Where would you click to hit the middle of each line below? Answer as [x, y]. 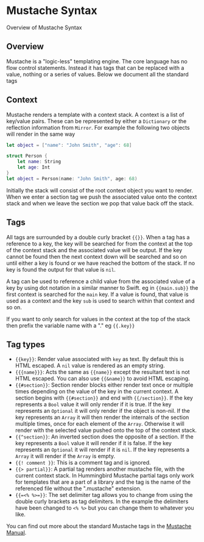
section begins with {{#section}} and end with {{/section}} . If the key [104, 398]
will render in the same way [41, 134]
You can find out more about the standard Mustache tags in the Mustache [99, 526]
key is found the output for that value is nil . [61, 269]
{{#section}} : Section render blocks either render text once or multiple [104, 385]
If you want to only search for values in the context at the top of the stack [98, 319]
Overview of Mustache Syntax [44, 27]
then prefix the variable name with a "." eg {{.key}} [71, 325]
